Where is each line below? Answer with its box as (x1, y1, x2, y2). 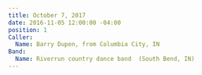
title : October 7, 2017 (8, 11, 86, 20)
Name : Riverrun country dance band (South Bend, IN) (15, 55, 195, 63)
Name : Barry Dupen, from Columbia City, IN (15, 41, 160, 48)
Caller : (8, 33, 34, 41)
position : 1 (8, 26, 47, 34)
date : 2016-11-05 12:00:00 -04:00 (8, 19, 122, 27)
